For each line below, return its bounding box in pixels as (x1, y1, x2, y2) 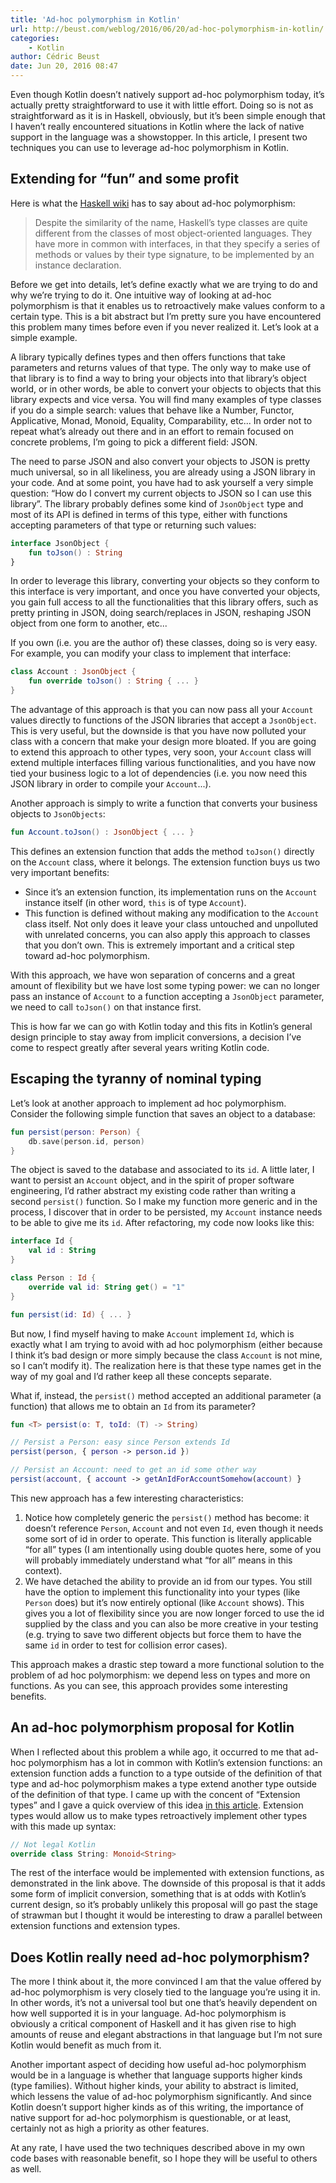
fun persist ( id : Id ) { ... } (10, 1309, 132, 1320)
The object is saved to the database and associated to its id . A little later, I (10, 1164, 315, 1176)
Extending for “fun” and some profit (10, 171, 240, 188)
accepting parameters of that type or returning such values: (10, 519, 257, 531)
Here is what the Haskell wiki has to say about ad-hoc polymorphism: (10, 197, 296, 209)
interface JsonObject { (10, 538, 110, 548)
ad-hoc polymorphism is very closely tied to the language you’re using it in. (10, 1986, 321, 1998)
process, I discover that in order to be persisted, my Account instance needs (10, 1206, 323, 1218)
